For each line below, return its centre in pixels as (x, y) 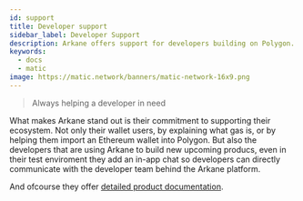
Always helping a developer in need (99, 103)
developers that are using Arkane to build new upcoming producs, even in (148, 149)
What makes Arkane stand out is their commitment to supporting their (140, 120)
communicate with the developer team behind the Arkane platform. (135, 168)
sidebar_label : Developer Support (75, 35)
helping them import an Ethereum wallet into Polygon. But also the (133, 140)
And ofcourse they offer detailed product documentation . (116, 186)
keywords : (28, 52)
